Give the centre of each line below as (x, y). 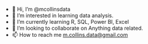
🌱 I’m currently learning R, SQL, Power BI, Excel (70, 22)
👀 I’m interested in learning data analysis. (63, 15)
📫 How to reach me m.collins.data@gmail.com (70, 35)
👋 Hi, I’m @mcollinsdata (41, 9)
